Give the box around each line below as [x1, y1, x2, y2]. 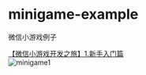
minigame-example [8, 5, 139, 23]
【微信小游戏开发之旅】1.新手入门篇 [8, 48, 124, 58]
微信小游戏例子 [8, 32, 57, 41]
